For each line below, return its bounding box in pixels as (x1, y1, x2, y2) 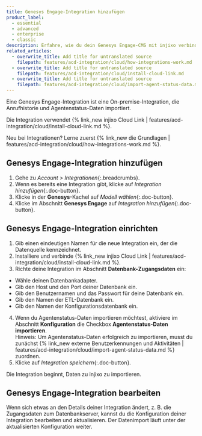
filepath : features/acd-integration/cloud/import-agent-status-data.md (17, 82, 200, 88)
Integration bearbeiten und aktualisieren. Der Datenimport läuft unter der (6, 417, 186, 424)
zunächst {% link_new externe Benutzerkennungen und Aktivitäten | (14, 340, 184, 347)
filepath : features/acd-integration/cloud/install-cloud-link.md (17, 70, 185, 76)
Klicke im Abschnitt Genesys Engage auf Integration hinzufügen (14, 199, 175, 207)
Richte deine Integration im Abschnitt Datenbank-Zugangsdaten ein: (14, 265, 186, 272)
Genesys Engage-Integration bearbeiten (6, 388, 161, 398)
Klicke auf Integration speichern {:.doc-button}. (14, 359, 131, 366)
